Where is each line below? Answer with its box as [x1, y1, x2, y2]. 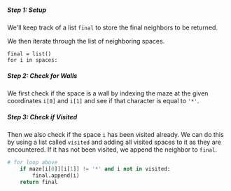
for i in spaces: [7, 56, 58, 63]
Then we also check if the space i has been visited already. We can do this [7, 130, 224, 138]
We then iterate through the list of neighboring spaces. [7, 37, 165, 45]
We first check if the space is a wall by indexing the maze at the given [7, 88, 209, 98]
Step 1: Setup [7, 6, 47, 14]
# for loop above [7, 159, 58, 166]
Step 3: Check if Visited [7, 112, 78, 121]
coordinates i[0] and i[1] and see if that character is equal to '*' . [7, 96, 199, 105]
